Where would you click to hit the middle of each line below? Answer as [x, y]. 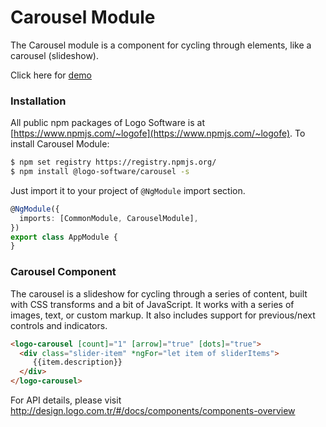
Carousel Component [63, 272]
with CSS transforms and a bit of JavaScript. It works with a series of [152, 304]
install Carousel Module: [60, 144]
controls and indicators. [59, 325]
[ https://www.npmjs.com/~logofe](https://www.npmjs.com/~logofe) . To [158, 133]
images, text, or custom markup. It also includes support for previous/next [163, 315]
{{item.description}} [77, 362]
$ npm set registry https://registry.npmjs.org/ [113, 162]
